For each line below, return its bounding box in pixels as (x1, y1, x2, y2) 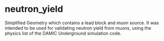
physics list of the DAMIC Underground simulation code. (5, 30, 122, 36)
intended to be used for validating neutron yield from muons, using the (5, 25, 152, 31)
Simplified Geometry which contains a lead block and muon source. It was (5, 20, 159, 26)
